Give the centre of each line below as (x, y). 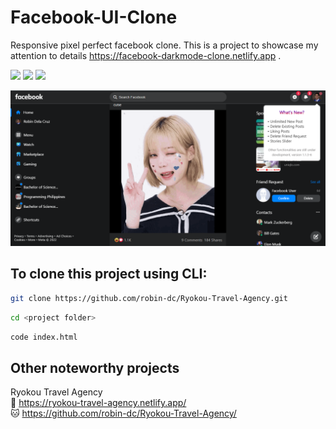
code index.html (44, 337)
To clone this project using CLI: (109, 274)
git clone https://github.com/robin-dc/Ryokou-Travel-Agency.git (149, 298)
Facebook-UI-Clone (94, 17)
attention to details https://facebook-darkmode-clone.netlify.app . (146, 55)
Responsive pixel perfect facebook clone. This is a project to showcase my (164, 45)
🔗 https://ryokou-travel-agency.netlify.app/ (98, 403)
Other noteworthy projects (95, 367)
